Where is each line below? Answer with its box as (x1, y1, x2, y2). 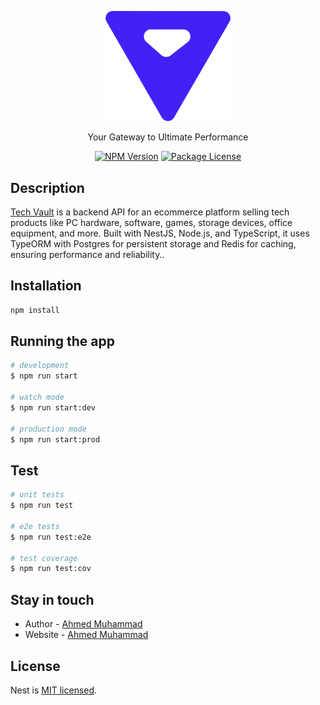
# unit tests (10, 490, 65, 500)
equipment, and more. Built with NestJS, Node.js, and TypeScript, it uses (10, 227, 310, 239)
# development (10, 361, 70, 371)
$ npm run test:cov (10, 564, 92, 574)
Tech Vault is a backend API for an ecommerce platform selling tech (10, 206, 290, 218)
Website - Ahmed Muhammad (24, 629, 149, 641)
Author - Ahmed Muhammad (24, 618, 143, 630)
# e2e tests (10, 521, 60, 531)
